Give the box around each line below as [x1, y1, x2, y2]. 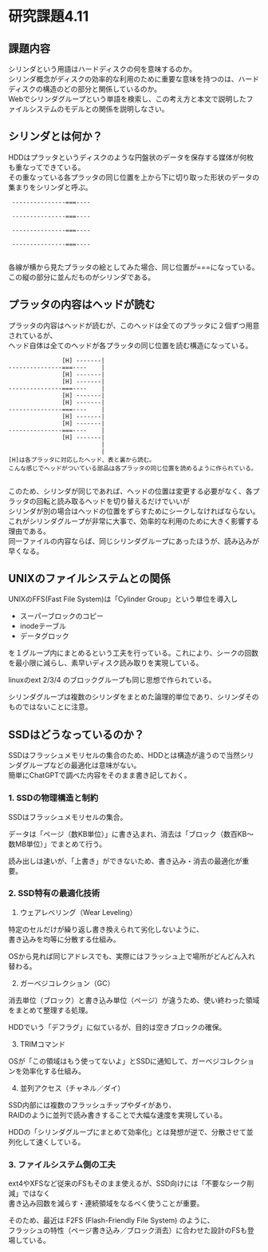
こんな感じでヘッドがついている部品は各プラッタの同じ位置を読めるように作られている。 [8, 464, 258, 472]
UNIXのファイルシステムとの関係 [8, 572, 171, 585]
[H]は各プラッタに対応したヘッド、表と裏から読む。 [8, 456, 156, 464]
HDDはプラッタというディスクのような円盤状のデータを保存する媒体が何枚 [8, 153, 254, 162]
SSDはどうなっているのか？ [8, 727, 145, 741]
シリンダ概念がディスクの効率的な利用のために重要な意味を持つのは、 [8, 74, 239, 84]
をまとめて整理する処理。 [8, 1005, 93, 1015]
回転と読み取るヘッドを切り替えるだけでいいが [35, 496, 190, 505]
